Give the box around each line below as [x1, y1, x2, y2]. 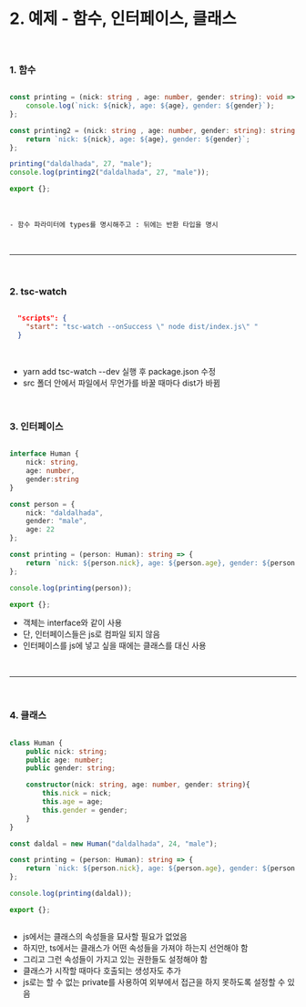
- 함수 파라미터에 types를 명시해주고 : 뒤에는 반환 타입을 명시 [9, 221, 219, 230]
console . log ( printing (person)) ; [9, 583, 132, 592]
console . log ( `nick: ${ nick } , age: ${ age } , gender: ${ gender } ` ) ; [25, 101, 275, 110]
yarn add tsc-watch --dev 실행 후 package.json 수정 [22, 366, 217, 377]
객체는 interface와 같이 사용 [22, 617, 123, 629]
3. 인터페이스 [9, 420, 64, 433]
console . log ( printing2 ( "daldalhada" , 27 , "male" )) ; [9, 168, 209, 178]
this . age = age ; [42, 797, 104, 807]
